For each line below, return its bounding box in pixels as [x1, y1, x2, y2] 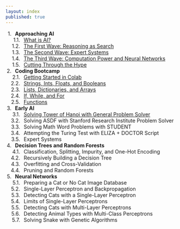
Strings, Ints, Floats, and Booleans [23, 79, 106, 86]
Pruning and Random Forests [23, 166, 94, 174]
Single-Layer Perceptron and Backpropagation [23, 185, 136, 192]
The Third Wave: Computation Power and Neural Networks [23, 55, 165, 62]
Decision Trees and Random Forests [15, 141, 105, 149]
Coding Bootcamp [15, 67, 60, 74]
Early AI [15, 105, 35, 112]
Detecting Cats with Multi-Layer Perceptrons [23, 204, 131, 211]
